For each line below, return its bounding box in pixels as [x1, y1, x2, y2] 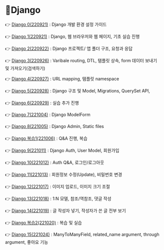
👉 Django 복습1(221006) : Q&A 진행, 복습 [5, 135, 88, 141]
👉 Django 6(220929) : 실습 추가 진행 [5, 100, 79, 106]
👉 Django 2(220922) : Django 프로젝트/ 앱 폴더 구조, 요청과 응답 [5, 45, 133, 51]
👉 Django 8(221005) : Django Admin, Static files [5, 123, 104, 129]
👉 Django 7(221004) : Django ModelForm [5, 111, 91, 118]
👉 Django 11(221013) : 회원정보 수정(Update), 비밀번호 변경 [5, 171, 122, 177]
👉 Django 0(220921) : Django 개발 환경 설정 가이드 [5, 21, 107, 27]
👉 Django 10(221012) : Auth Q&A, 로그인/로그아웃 [5, 159, 104, 165]
